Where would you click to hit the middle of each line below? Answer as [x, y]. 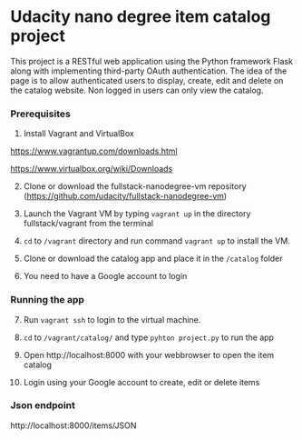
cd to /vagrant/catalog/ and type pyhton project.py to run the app [149, 337]
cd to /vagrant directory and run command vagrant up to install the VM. [157, 241]
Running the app [48, 300]
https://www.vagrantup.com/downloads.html [94, 151]
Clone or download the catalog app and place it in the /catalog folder [153, 259]
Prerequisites [40, 114]
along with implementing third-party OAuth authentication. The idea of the [149, 71]
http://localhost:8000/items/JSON [73, 425]
